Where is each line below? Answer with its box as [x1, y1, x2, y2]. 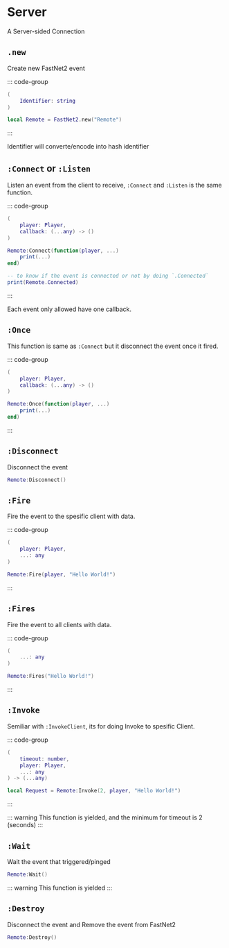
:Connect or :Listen [7, 163, 91, 174]
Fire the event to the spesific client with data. [7, 512, 136, 521]
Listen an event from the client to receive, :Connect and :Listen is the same [7, 181, 223, 190]
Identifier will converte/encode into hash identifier [7, 142, 149, 151]
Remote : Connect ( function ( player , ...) [7, 247, 119, 254]
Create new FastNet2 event [7, 64, 85, 72]
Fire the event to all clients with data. [7, 620, 112, 629]
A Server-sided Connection [7, 27, 85, 35]
